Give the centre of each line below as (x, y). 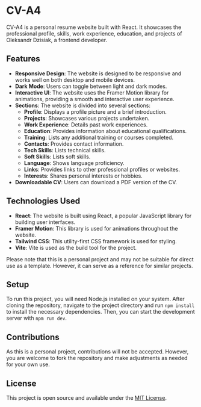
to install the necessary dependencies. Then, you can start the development (101, 312)
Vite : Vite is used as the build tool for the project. (76, 247)
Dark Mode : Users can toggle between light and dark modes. (91, 86)
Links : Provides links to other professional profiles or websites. (102, 169)
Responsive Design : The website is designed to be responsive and (98, 73)
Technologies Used (43, 201)
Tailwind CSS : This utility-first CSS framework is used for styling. (96, 241)
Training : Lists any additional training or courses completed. (99, 137)
